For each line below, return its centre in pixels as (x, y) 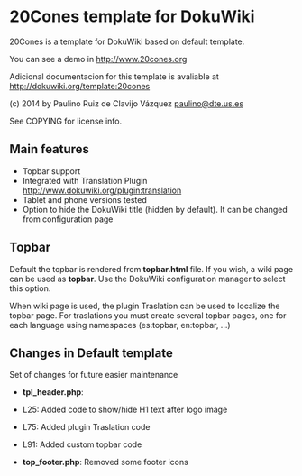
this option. (30, 288)
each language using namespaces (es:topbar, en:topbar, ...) (120, 325)
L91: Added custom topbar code (82, 444)
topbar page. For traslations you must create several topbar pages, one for (148, 315)
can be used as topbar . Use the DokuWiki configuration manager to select (147, 279)
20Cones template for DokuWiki (132, 17)
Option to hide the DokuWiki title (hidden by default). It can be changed (155, 209)
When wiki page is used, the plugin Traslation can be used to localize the (145, 306)
